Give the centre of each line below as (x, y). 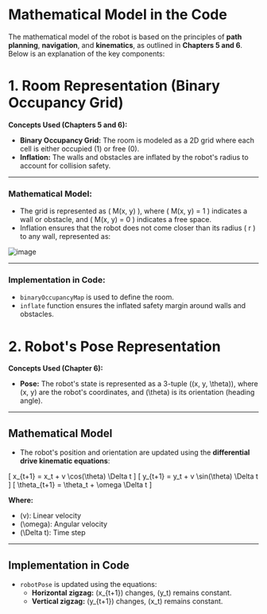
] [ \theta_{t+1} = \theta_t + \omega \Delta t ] (80, 485)
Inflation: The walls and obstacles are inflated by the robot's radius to (134, 157)
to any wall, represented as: (65, 237)
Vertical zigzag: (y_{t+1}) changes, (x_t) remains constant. (127, 601)
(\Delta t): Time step (52, 533)
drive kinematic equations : (65, 461)
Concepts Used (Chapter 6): (56, 369)
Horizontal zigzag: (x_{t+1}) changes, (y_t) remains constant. (132, 593)
